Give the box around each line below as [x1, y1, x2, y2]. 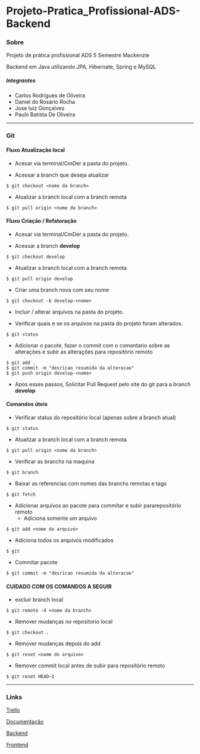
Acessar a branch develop [14, 242, 80, 249]
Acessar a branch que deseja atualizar [14, 171, 110, 179]
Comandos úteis [6, 401, 48, 408]
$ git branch [6, 469, 39, 475]
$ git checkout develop [6, 254, 65, 260]
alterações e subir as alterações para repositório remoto [14, 348, 153, 355]
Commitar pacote [14, 558, 58, 565]
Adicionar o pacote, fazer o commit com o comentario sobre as [14, 341, 170, 349]
